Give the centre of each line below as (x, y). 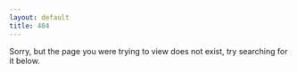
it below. (25, 61)
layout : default (39, 17)
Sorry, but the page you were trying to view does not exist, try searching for (148, 51)
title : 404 (29, 26)
